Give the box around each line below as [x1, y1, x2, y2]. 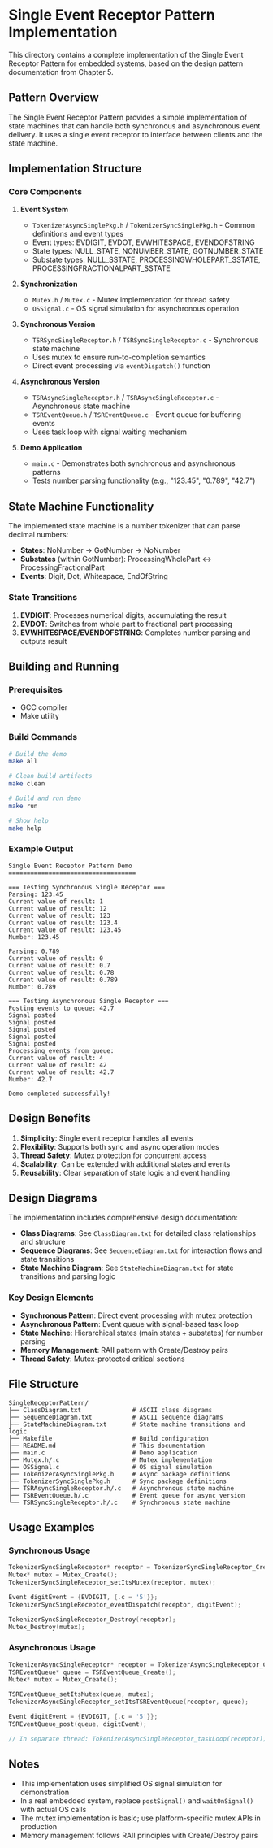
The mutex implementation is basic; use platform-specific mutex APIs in [19, 1813, 262, 1823]
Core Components [8, 186, 83, 198]
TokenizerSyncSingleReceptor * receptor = [8, 1563, 151, 1572]
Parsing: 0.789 [8, 947, 60, 955]
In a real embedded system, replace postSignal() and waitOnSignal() [19, 1796, 254, 1806]
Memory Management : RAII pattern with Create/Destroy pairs [19, 1345, 229, 1354]
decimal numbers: [8, 530, 69, 540]
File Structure [8, 1377, 79, 1391]
